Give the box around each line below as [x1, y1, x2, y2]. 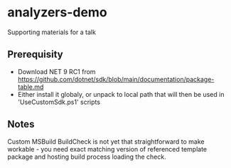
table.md [17, 83, 44, 91]
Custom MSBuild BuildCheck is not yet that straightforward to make [7, 137, 205, 146]
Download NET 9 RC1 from [17, 67, 96, 75]
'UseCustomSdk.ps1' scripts [17, 98, 101, 106]
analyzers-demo [7, 4, 108, 21]
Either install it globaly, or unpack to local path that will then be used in [17, 90, 225, 98]
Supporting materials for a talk [7, 28, 96, 36]
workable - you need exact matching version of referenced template [7, 145, 208, 153]
